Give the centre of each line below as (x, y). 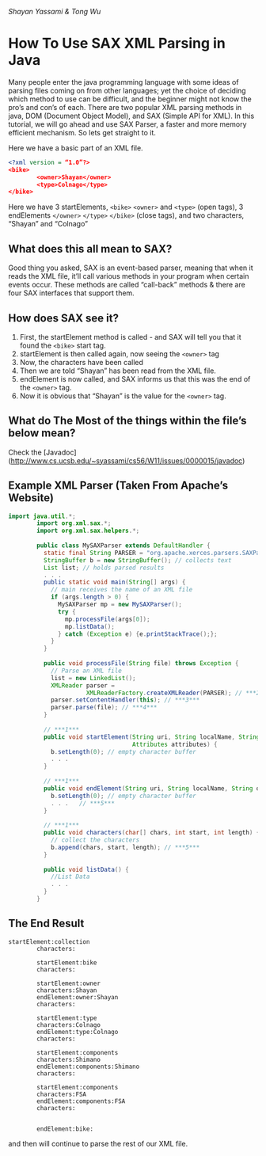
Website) (31, 498)
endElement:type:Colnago (78, 1032)
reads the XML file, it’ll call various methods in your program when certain (129, 276)
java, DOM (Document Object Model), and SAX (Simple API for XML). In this (131, 116)
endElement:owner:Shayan (78, 997)
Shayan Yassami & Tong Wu (55, 11)
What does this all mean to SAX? (90, 249)
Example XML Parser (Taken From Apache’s (118, 486)
